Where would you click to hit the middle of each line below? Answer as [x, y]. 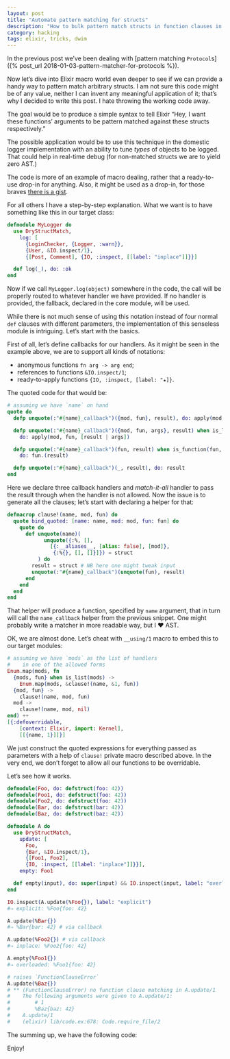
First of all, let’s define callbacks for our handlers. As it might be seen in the [113, 344]
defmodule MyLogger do [39, 225]
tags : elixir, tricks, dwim [47, 39]
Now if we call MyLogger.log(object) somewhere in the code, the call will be [114, 289]
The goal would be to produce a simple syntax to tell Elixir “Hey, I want [106, 115]
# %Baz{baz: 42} [41, 1009]
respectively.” [26, 129]
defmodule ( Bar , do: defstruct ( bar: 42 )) [66, 808]
